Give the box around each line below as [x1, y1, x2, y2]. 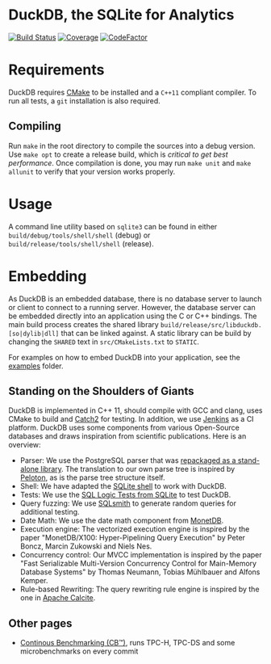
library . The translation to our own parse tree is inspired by [40, 464, 236, 474]
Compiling [8, 120, 62, 133]
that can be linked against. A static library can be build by [60, 328, 252, 338]
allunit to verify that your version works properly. [8, 166, 176, 176]
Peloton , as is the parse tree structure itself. [19, 473, 165, 482]
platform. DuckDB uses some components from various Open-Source [8, 422, 240, 433]
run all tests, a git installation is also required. [8, 95, 161, 106]
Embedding [8, 267, 87, 285]
